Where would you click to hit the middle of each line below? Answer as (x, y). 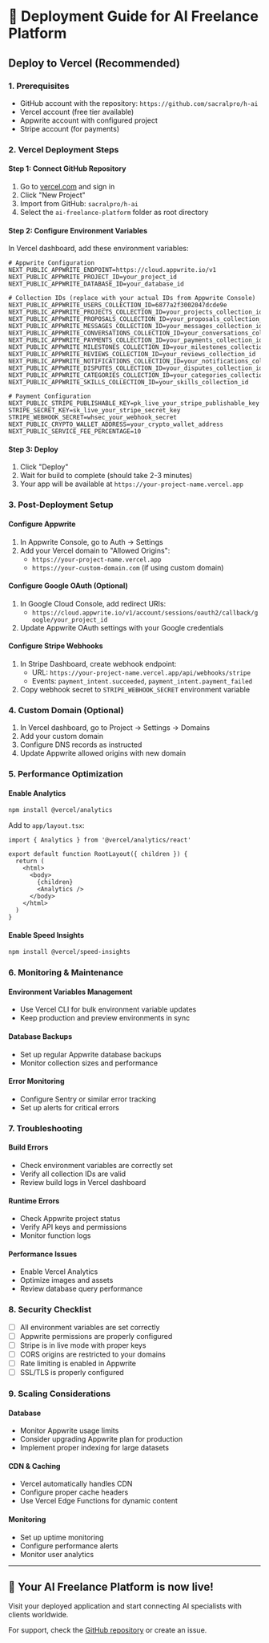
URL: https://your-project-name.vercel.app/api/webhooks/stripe (141, 672)
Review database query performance (81, 1289)
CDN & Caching (34, 1466)
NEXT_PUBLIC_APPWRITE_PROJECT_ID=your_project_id (93, 277)
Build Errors (28, 1147)
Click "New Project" (52, 195)
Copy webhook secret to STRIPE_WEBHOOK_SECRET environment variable (135, 689)
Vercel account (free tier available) (77, 112)
